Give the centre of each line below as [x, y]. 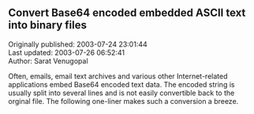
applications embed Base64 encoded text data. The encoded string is [121, 84]
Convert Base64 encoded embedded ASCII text [127, 13]
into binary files [47, 26]
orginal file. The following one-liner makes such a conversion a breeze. [123, 101]
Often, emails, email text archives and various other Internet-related [118, 76]
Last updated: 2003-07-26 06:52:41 [66, 52]
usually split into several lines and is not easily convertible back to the [121, 93]
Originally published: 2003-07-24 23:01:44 [78, 44]
